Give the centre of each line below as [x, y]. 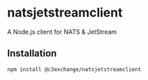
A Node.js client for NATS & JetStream [62, 32]
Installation [32, 53]
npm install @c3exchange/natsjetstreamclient [74, 69]
